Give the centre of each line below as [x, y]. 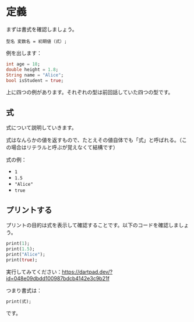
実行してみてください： [34, 272]
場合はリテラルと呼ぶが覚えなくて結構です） [64, 147]
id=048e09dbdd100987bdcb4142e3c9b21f [58, 278]
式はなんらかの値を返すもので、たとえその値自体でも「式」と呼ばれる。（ [94, 140]
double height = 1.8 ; [32, 70]
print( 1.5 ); [20, 249]
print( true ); [22, 260]
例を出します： [24, 53]
